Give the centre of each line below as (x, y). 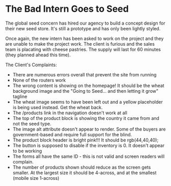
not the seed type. (32, 123)
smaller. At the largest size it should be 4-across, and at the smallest (84, 173)
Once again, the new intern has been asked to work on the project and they (84, 38)
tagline (20, 96)
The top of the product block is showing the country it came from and (86, 118)
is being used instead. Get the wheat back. (58, 107)
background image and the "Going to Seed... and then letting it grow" (86, 91)
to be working (27, 151)
